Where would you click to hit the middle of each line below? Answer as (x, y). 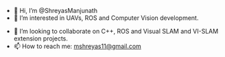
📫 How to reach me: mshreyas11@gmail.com (78, 46)
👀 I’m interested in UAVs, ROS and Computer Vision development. (106, 18)
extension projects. (41, 38)
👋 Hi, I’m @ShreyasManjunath (56, 11)
